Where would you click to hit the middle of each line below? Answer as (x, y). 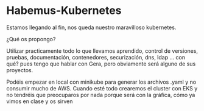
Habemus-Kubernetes (64, 11)
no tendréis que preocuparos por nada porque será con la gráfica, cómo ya (101, 95)
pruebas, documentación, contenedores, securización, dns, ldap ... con (96, 57)
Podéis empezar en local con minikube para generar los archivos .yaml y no (101, 82)
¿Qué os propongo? (31, 39)
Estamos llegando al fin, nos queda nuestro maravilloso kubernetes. (91, 27)
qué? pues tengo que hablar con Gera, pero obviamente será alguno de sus (101, 64)
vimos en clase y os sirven (40, 101)
